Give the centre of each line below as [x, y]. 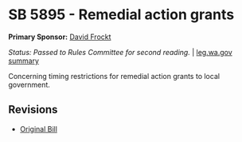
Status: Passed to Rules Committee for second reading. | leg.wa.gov [120, 52]
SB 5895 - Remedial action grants [121, 15]
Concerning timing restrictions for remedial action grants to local [114, 76]
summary [24, 61]
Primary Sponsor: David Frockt [60, 37]
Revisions [33, 110]
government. [29, 85]
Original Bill [39, 128]
